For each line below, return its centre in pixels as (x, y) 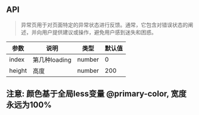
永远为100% (29, 105)
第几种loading (52, 60)
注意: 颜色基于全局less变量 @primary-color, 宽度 (96, 94)
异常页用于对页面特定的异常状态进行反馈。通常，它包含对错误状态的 (104, 25)
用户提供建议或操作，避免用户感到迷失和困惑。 (99, 32)
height (18, 71)
